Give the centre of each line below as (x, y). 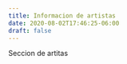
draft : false (30, 30)
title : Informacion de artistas (62, 16)
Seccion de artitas (38, 54)
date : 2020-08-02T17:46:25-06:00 (64, 23)
